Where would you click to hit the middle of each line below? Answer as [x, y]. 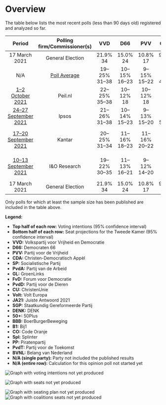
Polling [65, 40]
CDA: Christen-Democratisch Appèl [49, 258]
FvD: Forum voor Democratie [42, 279]
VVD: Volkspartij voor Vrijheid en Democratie [58, 242]
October [21, 96]
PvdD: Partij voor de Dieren [40, 284]
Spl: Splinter [25, 337]
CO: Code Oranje [30, 331]
